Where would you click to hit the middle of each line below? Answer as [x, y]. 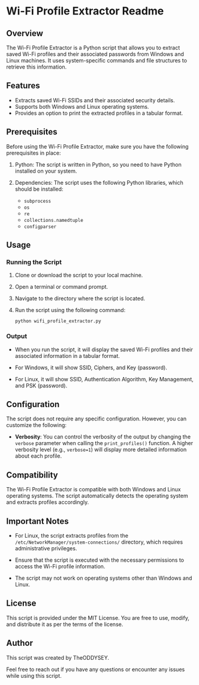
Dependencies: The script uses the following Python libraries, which [99, 182]
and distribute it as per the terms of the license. [65, 624]
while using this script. [34, 675]
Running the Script [34, 262]
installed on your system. [46, 171]
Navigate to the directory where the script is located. [80, 298]
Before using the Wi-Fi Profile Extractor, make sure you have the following [97, 146]
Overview [25, 33]
